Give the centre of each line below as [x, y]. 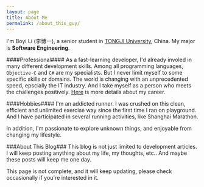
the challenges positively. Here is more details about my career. [86, 92]
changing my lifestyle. [34, 135]
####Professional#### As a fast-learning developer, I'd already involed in [99, 60]
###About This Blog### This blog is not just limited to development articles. [102, 147]
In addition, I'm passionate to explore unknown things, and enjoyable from [99, 129]
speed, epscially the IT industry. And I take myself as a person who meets [99, 86]
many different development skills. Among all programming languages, [95, 66]
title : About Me [27, 18]
